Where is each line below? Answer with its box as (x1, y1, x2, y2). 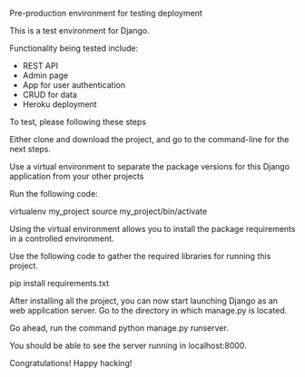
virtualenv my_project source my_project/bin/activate (9, 206, 208, 217)
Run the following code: (9, 188, 98, 198)
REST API (22, 61, 59, 71)
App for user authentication (22, 80, 125, 90)
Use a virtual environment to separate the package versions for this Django (9, 161, 290, 171)
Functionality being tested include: (9, 43, 139, 53)
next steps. (9, 144, 52, 154)
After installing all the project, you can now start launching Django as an (9, 295, 279, 306)
